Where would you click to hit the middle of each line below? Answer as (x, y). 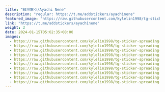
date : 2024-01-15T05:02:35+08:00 (39, 32)
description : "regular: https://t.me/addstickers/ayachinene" (70, 14)
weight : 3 (15, 28)
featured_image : (22, 18)
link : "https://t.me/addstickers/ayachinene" (52, 23)
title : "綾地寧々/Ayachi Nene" (36, 9)
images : (13, 37)
